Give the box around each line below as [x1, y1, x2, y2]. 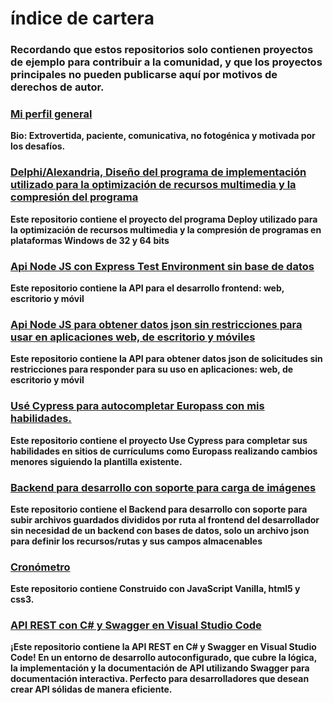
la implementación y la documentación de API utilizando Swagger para [10, 662, 310, 674]
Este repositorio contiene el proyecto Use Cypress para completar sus [10, 434, 308, 446]
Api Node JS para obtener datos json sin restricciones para [10, 317, 303, 331]
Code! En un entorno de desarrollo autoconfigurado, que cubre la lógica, [10, 652, 317, 664]
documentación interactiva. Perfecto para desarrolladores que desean [10, 673, 310, 685]
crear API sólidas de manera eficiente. [10, 683, 173, 696]
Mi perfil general [10, 107, 93, 121]
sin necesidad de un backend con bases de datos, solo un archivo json [10, 524, 310, 536]
